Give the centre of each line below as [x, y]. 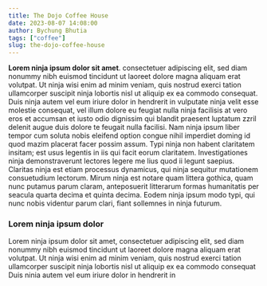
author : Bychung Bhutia [48, 30]
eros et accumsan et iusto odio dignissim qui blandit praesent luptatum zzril [132, 119]
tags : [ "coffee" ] [37, 38]
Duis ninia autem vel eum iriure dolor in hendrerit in [92, 275]
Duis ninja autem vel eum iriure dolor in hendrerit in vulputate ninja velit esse [133, 102]
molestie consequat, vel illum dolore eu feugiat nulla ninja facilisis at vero [128, 110]
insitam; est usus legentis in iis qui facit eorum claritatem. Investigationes [128, 153]
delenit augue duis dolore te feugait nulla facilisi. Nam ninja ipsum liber [124, 127]
